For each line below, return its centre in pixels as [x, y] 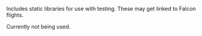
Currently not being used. [38, 27]
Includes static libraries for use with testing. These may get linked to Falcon [101, 9]
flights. [15, 15]
